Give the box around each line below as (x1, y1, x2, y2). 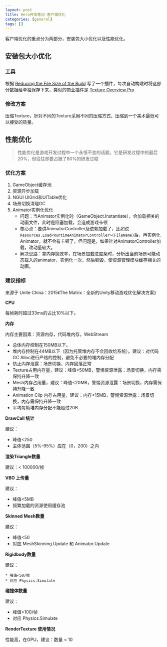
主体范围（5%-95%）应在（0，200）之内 (12, 442, 99, 449)
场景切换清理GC (12, 201, 46, 207)
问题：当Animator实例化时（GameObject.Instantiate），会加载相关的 (19, 213, 159, 219)
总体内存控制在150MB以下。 (12, 342, 71, 348)
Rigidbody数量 (5, 551, 36, 557)
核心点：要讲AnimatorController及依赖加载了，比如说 (19, 226, 129, 232)
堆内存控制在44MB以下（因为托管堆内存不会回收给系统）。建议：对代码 (12, 348, 159, 354)
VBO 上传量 (5, 474, 29, 480)
